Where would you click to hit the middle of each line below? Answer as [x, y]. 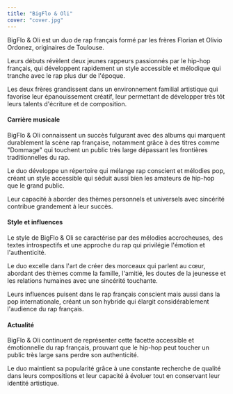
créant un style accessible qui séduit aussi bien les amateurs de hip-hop [111, 178]
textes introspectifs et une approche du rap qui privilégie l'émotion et [106, 245]
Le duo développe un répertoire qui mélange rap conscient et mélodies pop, [116, 170]
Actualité [21, 325]
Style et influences [35, 222]
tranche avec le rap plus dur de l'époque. [66, 75]
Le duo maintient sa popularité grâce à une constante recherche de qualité [114, 368]
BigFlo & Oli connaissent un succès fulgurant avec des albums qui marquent [116, 135]
